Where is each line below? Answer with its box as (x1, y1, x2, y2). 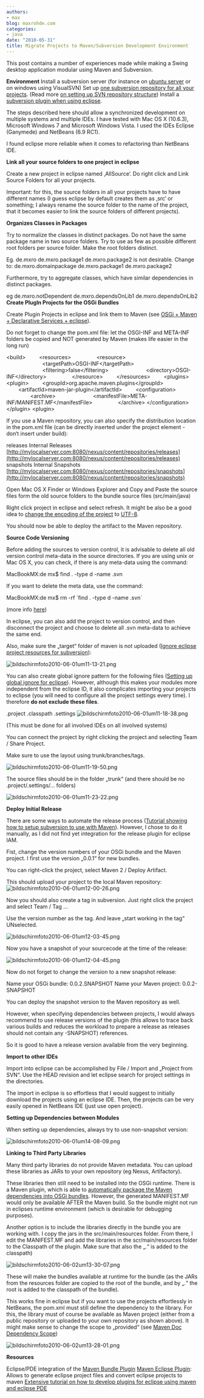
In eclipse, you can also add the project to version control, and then (6, 618, 175, 625)
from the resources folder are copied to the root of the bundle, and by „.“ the (6, 1279, 198, 1286)
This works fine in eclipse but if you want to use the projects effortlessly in (6, 1297, 192, 1304)
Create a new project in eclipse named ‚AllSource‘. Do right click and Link (6, 170, 189, 177)
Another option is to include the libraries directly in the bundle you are (6, 1223, 181, 1231)
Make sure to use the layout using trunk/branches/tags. (6, 751, 145, 759)
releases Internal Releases (6, 441, 72, 449)
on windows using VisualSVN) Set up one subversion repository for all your (6, 84, 194, 91)
